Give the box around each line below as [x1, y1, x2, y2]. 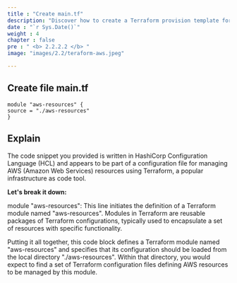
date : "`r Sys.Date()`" [7, 23, 80, 30]
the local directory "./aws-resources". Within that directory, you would [7, 253, 210, 261]
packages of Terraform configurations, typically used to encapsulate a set [7, 216, 223, 225]
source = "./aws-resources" [7, 107, 90, 114]
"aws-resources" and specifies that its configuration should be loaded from [7, 245, 227, 253]
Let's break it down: [7, 187, 67, 196]
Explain [7, 132, 41, 145]
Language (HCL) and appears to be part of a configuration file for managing [7, 158, 228, 167]
